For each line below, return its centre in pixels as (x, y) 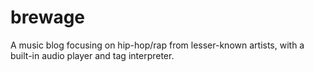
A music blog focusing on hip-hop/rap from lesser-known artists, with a (157, 45)
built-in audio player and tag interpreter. (92, 55)
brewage (48, 17)
